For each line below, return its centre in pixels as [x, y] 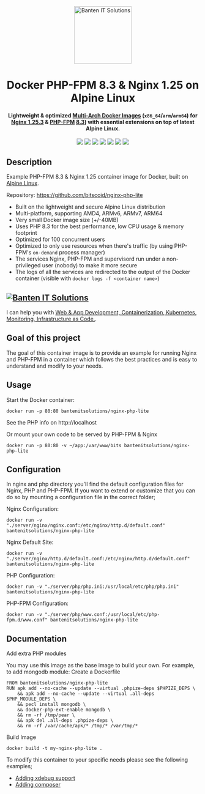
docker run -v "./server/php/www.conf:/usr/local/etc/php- [83, 615]
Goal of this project [43, 338]
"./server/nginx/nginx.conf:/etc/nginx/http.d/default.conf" [86, 525]
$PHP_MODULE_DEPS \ [31, 699]
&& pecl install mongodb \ [52, 705]
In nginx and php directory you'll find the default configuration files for [95, 484]
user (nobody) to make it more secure [90, 265]
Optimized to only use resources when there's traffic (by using [94, 246]
